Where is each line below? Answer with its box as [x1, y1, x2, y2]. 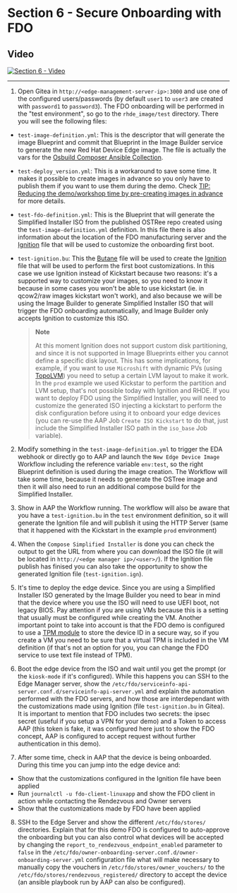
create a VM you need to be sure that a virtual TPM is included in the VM [17, 636, 229, 644]
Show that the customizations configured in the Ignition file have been [17, 774, 221, 782]
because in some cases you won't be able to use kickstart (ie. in [17, 284, 205, 292]
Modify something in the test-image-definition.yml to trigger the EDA [17, 445, 223, 453]
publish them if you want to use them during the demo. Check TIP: [17, 182, 211, 190]
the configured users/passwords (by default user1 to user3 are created [17, 95, 224, 103]
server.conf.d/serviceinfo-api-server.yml [17, 688, 145, 695]
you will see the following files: [17, 117, 107, 125]
